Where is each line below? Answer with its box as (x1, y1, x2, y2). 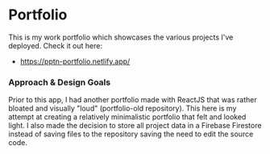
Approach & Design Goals (8, 77, 111, 88)
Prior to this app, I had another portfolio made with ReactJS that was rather (8, 95, 257, 105)
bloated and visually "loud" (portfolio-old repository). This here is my (8, 103, 237, 114)
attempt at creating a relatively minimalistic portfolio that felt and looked (8, 112, 247, 122)
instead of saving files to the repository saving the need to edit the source (8, 129, 254, 139)
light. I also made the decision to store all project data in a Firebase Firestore (8, 121, 262, 131)
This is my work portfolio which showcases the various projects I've (8, 32, 234, 42)
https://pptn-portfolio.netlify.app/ (19, 56, 131, 66)
